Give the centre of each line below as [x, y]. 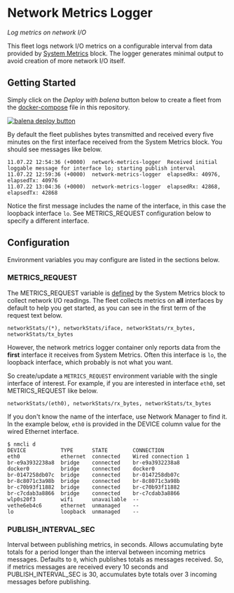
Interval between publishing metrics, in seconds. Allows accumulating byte [115, 545]
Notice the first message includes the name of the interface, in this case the [117, 205]
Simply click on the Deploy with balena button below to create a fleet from [115, 100]
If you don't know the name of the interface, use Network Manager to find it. [117, 416]
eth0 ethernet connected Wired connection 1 [98, 456]
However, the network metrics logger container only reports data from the [114, 347]
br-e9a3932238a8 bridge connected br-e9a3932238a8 [94, 463]
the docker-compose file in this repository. [69, 107]
